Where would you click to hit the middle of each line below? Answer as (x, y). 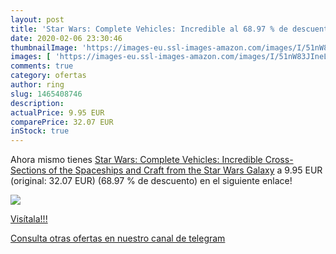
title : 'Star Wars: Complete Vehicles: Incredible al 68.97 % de (149, 29)
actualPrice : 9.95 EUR (57, 112)
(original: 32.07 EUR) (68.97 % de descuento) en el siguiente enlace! (151, 181)
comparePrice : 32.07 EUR (62, 122)
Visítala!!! (29, 219)
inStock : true (40, 131)
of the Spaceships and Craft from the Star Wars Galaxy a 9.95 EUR (185, 170)
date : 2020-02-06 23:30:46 (66, 38)
